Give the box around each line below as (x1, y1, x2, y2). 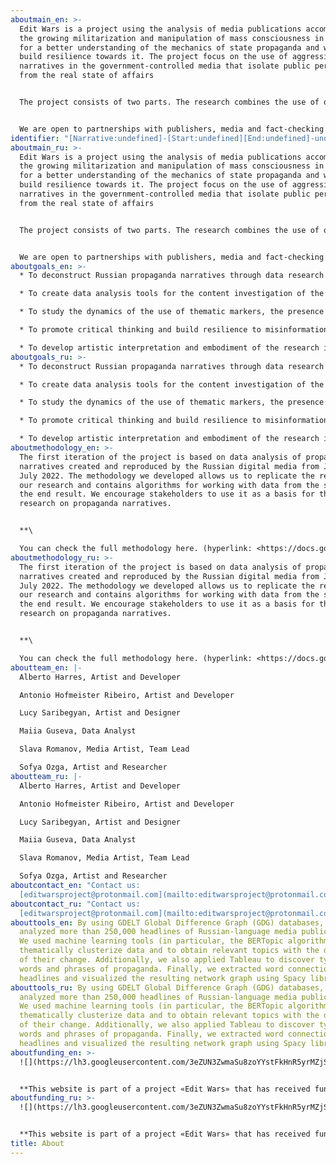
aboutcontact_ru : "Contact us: (10, 899, 141, 909)
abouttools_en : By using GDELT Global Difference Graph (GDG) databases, (10, 917, 325, 928)
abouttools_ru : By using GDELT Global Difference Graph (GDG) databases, (10, 982, 325, 993)
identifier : (10, 133, 60, 143)
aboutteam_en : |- (10, 662, 83, 673)
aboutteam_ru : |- (10, 771, 83, 781)
